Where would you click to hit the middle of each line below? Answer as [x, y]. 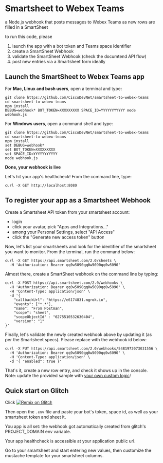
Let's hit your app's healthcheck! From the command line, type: [68, 176]
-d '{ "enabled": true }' [36, 361]
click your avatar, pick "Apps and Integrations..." [60, 226]
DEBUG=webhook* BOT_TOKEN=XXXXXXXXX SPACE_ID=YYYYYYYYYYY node [71, 110]
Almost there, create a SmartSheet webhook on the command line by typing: [82, 274]
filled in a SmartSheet [27, 27]
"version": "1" [29, 321]
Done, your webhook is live [33, 167]
